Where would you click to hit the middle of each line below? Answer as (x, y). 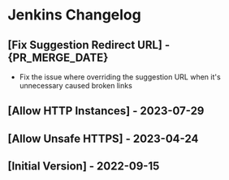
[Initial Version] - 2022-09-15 (84, 167)
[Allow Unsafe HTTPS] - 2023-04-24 (103, 138)
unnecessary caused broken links (76, 86)
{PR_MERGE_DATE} (58, 57)
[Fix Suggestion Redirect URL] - (89, 45)
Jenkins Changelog (74, 15)
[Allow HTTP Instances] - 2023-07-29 (106, 111)
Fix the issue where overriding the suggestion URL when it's (120, 77)
